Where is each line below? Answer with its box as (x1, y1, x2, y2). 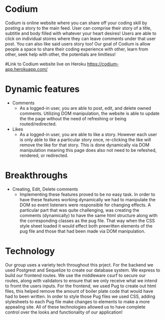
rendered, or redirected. (19, 152, 68, 158)
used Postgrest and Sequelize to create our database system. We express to (5, 267, 161, 273)
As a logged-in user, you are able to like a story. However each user (19, 131, 158, 137)
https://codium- (87, 61, 119, 67)
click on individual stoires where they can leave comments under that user (5, 36, 156, 42)
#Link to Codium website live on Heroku (5, 61, 86, 67)
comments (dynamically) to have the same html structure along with (19, 212, 158, 218)
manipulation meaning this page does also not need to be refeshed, (19, 147, 157, 153)
